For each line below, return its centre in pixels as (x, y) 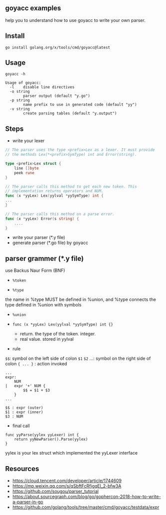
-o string (20, 92)
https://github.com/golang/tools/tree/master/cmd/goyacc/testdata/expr (86, 507)
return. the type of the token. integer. (58, 334)
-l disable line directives (42, 87)
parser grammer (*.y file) (44, 258)
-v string (20, 109)
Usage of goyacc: (23, 83)
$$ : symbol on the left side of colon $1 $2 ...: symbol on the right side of (78, 358)
